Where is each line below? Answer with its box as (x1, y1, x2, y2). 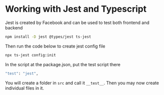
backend (5, 24, 23, 30)
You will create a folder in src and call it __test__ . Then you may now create (5, 80, 159, 86)
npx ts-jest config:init (5, 52, 56, 57)
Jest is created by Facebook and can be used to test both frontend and (5, 20, 150, 25)
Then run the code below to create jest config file (5, 43, 105, 49)
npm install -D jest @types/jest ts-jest (5, 34, 92, 39)
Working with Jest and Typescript (5, 3, 147, 15)
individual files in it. (5, 85, 44, 91)
